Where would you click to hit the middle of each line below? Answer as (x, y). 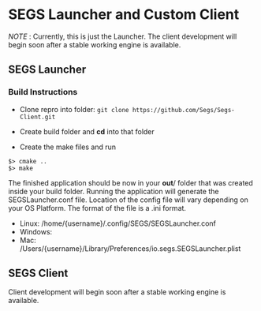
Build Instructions (43, 92)
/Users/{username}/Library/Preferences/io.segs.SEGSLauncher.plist (130, 248)
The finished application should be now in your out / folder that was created (131, 182)
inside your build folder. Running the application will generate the (114, 191)
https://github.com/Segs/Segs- (183, 110)
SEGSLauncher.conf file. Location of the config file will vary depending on (128, 200)
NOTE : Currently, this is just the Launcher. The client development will (123, 36)
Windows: (36, 231)
